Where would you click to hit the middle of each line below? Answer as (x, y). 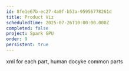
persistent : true (27, 45)
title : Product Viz (30, 17)
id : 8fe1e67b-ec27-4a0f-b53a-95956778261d (59, 12)
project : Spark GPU (30, 34)
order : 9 (17, 39)
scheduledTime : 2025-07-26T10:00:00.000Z (58, 22)
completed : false (27, 28)
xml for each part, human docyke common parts (64, 61)
